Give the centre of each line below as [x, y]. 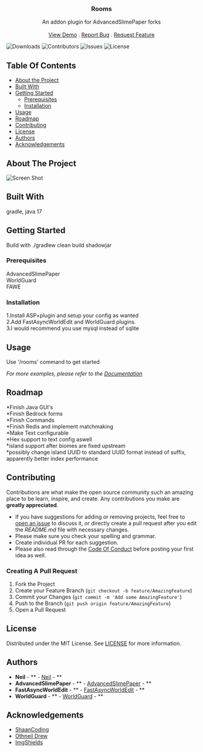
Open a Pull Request [40, 609]
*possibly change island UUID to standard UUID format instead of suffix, [96, 452]
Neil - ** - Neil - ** [38, 677]
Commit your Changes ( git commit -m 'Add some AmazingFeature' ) [98, 597]
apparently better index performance [52, 458]
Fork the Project [35, 584]
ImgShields [29, 742]
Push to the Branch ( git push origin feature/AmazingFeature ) [93, 603]
